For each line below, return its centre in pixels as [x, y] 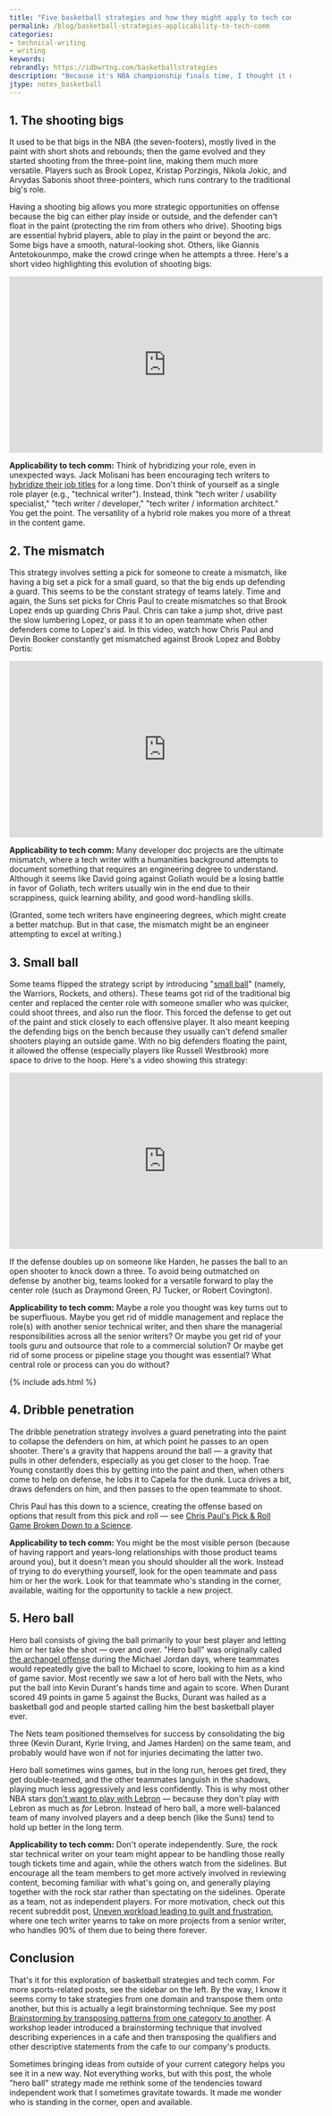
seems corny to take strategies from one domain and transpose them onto [146, 1999]
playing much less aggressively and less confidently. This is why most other [149, 1789]
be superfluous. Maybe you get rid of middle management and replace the [146, 1317]
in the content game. [47, 523]
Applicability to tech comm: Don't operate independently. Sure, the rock [144, 1844]
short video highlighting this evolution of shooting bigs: [111, 264]
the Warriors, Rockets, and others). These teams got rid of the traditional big [150, 993]
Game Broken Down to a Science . [71, 1525]
